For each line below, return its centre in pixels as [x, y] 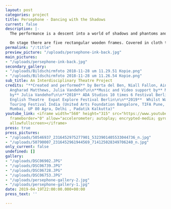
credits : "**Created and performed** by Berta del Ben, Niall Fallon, [82, 85]
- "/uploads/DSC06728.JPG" [34, 170]
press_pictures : [22, 133]
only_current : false [27, 147]
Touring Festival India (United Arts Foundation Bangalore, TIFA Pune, [88, 104]
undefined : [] [20, 152]
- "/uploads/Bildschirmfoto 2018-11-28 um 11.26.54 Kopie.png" [74, 76]
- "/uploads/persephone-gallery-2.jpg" [48, 180]
